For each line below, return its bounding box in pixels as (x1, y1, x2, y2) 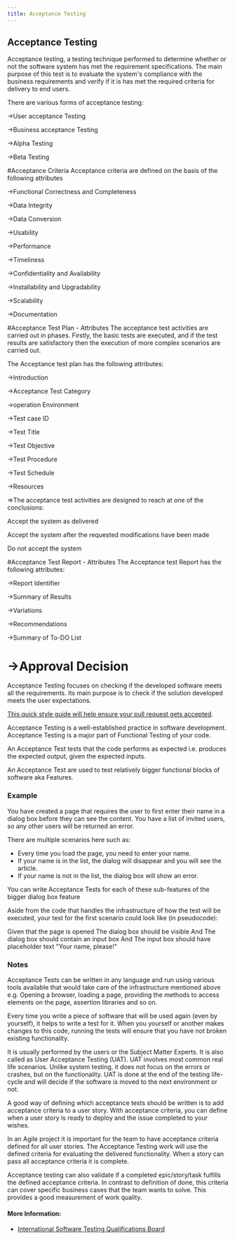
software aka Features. (7, 773, 74, 782)
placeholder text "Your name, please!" (7, 942, 118, 950)
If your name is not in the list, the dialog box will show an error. (17, 871, 199, 879)
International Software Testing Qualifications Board (17, 1225, 165, 1234)
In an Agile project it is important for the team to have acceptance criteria (7, 1135, 219, 1143)
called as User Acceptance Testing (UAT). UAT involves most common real (7, 1055, 223, 1064)
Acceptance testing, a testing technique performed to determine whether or (7, 55, 227, 63)
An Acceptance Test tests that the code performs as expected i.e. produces (7, 744, 227, 753)
